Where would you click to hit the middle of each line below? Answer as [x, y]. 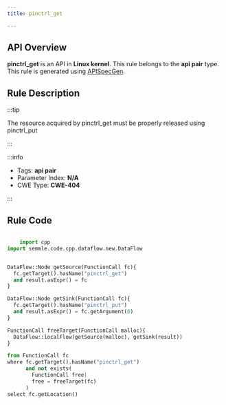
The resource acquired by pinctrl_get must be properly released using [106, 123]
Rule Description [44, 93]
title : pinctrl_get [35, 13]
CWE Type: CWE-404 [48, 185]
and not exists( [48, 369]
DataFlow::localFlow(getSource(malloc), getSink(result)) [98, 337]
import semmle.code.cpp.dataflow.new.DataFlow [75, 248]
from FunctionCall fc [38, 356]
